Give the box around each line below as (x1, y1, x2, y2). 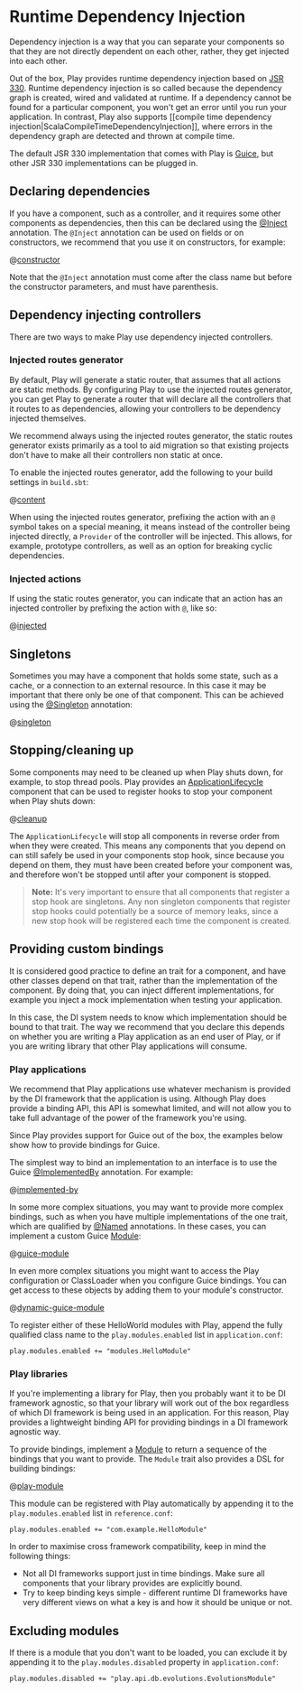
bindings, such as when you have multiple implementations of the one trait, (9, 1211, 289, 1221)
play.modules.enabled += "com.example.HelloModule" (9, 1525, 207, 1535)
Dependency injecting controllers (9, 307, 202, 323)
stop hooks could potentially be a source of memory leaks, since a (31, 905, 279, 916)
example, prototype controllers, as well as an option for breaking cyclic (9, 540, 273, 551)
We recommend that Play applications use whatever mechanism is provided (9, 1083, 291, 1094)
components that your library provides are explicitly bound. (22, 1578, 243, 1589)
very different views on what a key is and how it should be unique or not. (22, 1597, 293, 1608)
